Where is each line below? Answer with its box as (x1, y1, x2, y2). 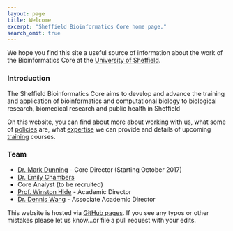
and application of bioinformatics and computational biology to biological (7, 97, 217, 105)
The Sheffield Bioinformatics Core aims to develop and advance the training (7, 89, 225, 97)
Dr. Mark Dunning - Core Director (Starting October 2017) (17, 165, 183, 174)
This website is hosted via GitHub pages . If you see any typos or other (7, 208, 209, 216)
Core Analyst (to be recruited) (17, 180, 103, 189)
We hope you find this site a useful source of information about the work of (7, 49, 223, 57)
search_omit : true (7, 29, 61, 37)
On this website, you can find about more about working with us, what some (7, 118, 227, 126)
